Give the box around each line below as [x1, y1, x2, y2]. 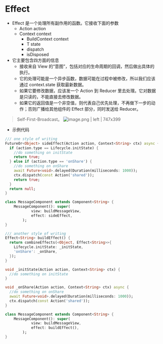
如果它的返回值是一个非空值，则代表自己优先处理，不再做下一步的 [19, 100, 151, 106]
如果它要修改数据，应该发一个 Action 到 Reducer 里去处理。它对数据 [19, 88, 156, 94]
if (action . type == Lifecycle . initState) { [9, 145, 98, 151]
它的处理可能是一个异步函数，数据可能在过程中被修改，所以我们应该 [19, 76, 156, 81]
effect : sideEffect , [31, 213, 73, 218]
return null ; [9, 186, 36, 191]
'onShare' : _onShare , [14, 249, 57, 254]
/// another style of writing [5, 231, 66, 236]
